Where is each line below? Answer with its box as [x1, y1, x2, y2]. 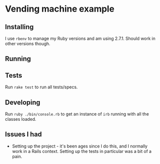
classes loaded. [5, 116, 36, 122]
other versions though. [5, 41, 50, 47]
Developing [5, 98, 40, 106]
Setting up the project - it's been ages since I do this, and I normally [12, 143, 148, 149]
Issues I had [5, 130, 42, 139]
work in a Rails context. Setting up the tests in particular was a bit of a [12, 148, 152, 154]
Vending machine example [5, 3, 115, 15]
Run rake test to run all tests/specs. [5, 84, 78, 90]
